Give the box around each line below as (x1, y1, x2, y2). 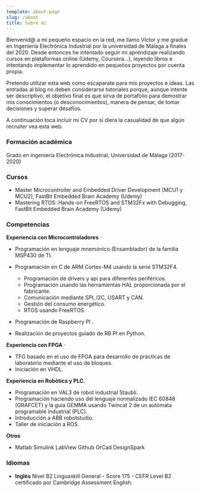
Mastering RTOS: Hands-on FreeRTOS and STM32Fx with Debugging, (14, 198, 187, 206)
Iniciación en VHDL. (14, 366, 64, 373)
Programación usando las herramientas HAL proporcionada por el (23, 282, 186, 289)
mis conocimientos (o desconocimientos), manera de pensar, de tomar (6, 99, 180, 106)
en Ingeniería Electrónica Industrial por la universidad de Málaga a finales (6, 42, 187, 50)
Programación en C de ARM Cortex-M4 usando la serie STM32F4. (14, 264, 178, 271)
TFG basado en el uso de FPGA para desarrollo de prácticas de (14, 353, 171, 360)
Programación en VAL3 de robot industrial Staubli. (14, 389, 139, 396)
